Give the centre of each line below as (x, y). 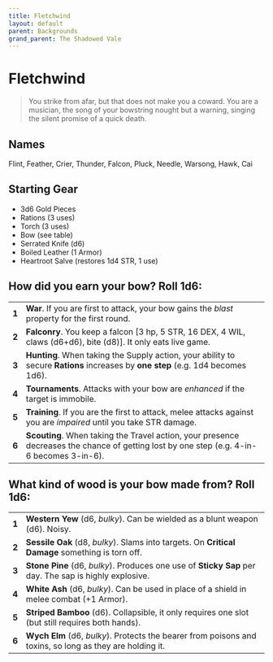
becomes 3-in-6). (69, 455)
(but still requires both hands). (83, 623)
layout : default (36, 24)
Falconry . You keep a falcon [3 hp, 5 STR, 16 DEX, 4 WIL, (136, 332)
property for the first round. (78, 318)
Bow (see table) (46, 235)
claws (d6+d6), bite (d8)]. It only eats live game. (118, 342)
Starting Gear (43, 189)
